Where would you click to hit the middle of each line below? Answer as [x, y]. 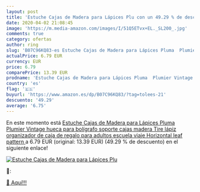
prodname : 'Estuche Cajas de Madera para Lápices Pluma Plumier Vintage [100, 78]
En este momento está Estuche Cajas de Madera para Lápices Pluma [91, 122]
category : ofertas [29, 39]
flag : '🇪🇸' [21, 89]
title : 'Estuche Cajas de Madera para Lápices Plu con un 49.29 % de [94, 17]
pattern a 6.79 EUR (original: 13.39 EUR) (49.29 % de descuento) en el [92, 141]
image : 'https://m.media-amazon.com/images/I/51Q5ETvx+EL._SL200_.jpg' [97, 28]
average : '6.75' [26, 106]
